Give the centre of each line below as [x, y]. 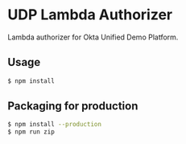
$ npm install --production [55, 125]
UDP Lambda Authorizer [90, 15]
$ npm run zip [31, 132]
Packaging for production [73, 106]
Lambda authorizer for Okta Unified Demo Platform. [93, 37]
